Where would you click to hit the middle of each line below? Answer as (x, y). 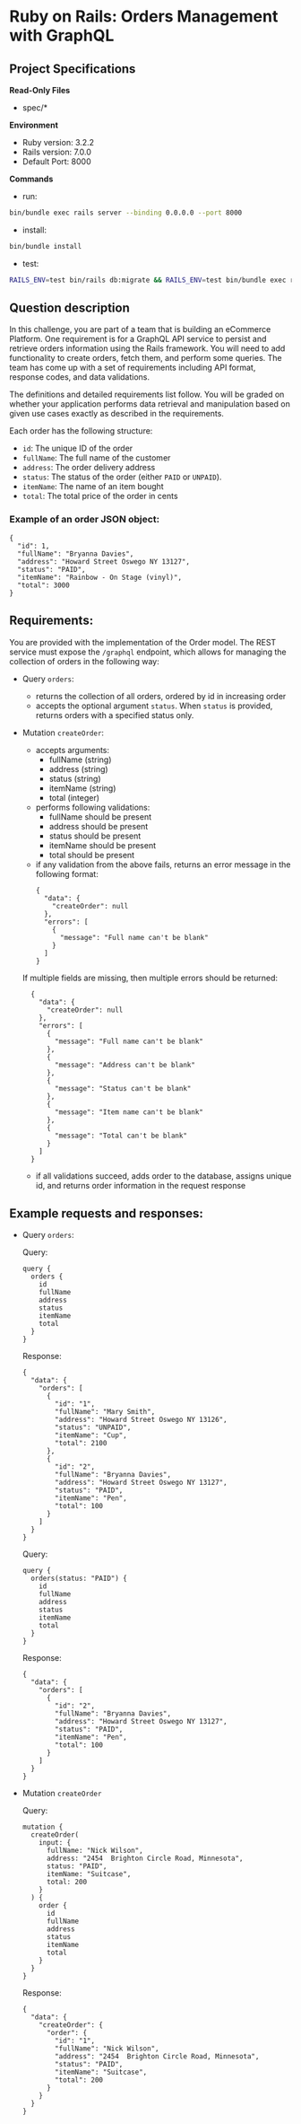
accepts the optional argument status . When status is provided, (154, 706)
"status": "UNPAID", (93, 1428)
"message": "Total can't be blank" (121, 1136)
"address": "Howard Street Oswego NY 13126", (141, 1420)
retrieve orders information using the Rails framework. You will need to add (147, 348)
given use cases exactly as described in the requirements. (116, 414)
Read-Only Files (40, 90)
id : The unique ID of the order (77, 448)
